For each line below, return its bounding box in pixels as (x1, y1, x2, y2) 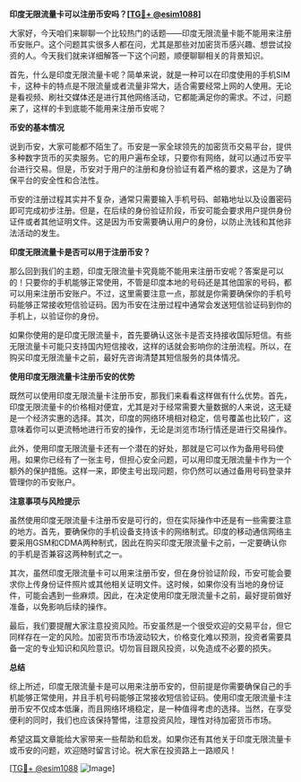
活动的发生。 (16, 228, 64, 238)
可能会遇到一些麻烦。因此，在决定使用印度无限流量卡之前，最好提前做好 (24, 590, 292, 601)
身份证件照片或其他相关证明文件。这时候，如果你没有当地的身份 (39, 579, 276, 589)
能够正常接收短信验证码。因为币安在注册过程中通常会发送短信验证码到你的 (16, 300, 292, 310)
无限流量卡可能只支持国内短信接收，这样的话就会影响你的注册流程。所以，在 (9, 341, 292, 351)
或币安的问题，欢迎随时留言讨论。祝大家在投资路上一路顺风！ (9, 745, 237, 755)
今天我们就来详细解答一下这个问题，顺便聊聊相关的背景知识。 (39, 50, 269, 61)
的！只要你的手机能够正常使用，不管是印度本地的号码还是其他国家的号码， (9, 277, 284, 287)
